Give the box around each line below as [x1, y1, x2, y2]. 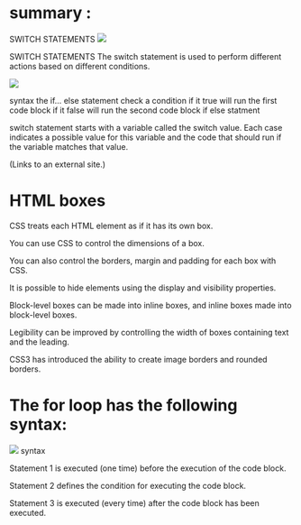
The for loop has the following [9, 395, 238, 416]
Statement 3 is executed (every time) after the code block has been [9, 497, 260, 508]
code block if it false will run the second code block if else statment [9, 105, 260, 115]
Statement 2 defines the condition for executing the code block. [9, 480, 246, 491]
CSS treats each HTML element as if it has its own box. [9, 220, 214, 231]
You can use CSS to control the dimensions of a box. [9, 237, 205, 248]
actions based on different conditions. [9, 60, 150, 71]
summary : [9, 3, 92, 23]
